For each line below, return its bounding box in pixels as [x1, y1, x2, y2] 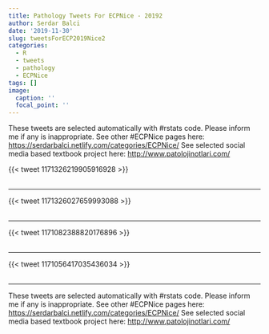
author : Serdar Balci [8, 19, 81, 27]
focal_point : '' [15, 101, 70, 109]
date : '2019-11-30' [8, 26, 74, 35]
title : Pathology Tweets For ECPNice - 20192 [8, 11, 163, 20]
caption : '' [15, 94, 56, 102]
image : [8, 86, 30, 95]
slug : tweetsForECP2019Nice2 [8, 34, 106, 43]
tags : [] [8, 79, 38, 87]
